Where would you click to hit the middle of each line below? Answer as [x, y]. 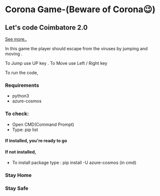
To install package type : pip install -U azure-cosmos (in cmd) [74, 163]
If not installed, [21, 152]
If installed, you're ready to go [36, 141]
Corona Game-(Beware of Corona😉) [80, 10]
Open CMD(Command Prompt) [43, 124]
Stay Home [18, 176]
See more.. [16, 39]
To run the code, [22, 73]
